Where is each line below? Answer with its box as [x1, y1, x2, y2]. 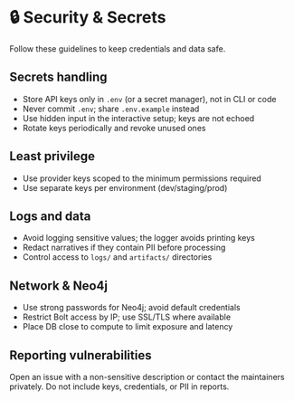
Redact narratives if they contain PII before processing [22, 242, 226, 253]
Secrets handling [9, 70, 108, 85]
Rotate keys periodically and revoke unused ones [22, 122, 206, 133]
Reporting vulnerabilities [9, 348, 152, 363]
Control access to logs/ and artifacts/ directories [22, 252, 213, 263]
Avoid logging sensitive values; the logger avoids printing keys [22, 233, 255, 243]
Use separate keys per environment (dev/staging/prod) [22, 182, 228, 193]
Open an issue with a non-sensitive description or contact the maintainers [9, 372, 285, 382]
